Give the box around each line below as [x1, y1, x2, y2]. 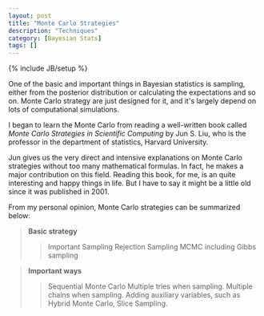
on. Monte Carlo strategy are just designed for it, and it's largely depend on [8, 96, 257, 106]
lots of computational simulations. [8, 105, 120, 115]
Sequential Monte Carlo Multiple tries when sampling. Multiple [47, 282, 254, 291]
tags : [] [8, 42, 38, 50]
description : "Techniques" [8, 26, 98, 34]
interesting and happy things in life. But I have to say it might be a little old [8, 178, 251, 188]
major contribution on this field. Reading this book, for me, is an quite [8, 170, 236, 180]
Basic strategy [27, 226, 78, 237]
